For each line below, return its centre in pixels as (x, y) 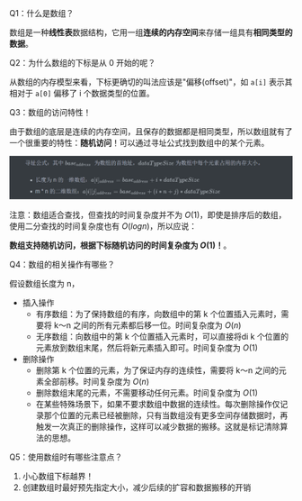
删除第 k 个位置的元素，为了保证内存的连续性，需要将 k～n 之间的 (157, 370)
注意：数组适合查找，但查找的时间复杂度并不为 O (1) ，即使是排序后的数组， (148, 215)
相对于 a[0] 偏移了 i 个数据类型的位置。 (82, 93)
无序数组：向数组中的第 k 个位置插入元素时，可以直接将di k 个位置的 (162, 337)
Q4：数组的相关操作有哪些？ (62, 265)
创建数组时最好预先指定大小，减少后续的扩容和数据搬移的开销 (137, 487)
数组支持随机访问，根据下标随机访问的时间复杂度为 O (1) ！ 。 (120, 245)
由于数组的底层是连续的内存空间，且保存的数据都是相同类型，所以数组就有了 (151, 132)
